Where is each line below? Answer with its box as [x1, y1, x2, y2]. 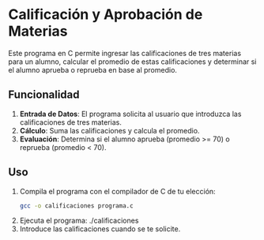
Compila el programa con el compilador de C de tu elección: [19, 186, 216, 196]
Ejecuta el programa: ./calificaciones [19, 216, 139, 226]
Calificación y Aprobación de [8, 6, 203, 24]
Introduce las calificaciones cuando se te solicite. [19, 224, 181, 234]
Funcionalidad [8, 88, 81, 102]
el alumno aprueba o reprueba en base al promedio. [8, 65, 178, 74]
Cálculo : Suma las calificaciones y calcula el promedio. [19, 126, 200, 135]
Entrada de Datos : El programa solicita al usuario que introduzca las [19, 109, 242, 118]
